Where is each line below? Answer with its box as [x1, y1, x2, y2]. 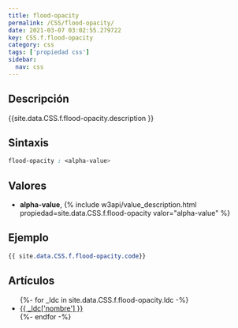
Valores [8, 179, 47, 192]
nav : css [15, 63, 44, 71]
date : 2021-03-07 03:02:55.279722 [8, 26, 122, 34]
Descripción [8, 92, 69, 106]
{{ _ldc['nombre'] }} [19, 303, 84, 313]
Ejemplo [8, 231, 49, 245]
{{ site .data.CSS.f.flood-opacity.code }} [8, 252, 147, 260]
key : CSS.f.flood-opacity [8, 33, 93, 42]
